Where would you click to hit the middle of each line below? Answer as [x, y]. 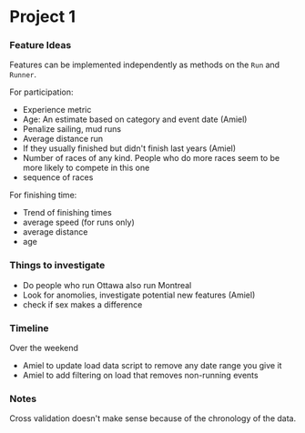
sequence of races [58, 177]
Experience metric [57, 110]
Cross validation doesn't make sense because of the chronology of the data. [153, 418]
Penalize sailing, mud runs [71, 129]
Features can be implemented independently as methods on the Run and [145, 65]
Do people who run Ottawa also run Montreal [107, 285]
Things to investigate [57, 266]
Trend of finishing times [67, 213]
